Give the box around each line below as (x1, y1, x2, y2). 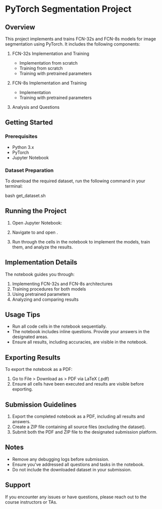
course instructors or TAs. (5, 499, 58, 505)
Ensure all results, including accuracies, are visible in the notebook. (12, 339, 148, 345)
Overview (5, 23, 36, 31)
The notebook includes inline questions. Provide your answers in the (12, 329, 150, 335)
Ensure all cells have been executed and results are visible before (12, 381, 144, 387)
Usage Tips (5, 311, 40, 319)
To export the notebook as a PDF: (5, 366, 73, 372)
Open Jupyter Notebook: (12, 219, 62, 226)
